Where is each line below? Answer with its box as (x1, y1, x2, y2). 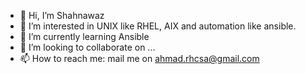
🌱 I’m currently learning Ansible (19, 31, 150, 42)
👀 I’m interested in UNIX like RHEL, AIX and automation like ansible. (19, 20, 297, 32)
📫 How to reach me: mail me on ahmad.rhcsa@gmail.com (19, 53, 260, 64)
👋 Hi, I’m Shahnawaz (19, 10, 105, 21)
